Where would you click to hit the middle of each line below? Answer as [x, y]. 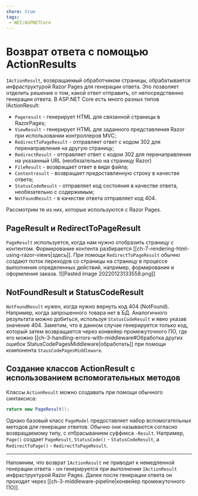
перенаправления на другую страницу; [64, 148]
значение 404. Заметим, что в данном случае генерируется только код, [97, 325]
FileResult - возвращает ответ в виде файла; [71, 167]
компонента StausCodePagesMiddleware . [55, 350]
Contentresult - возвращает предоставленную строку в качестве [97, 173]
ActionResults [41, 64]
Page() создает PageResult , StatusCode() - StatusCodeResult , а [83, 439]
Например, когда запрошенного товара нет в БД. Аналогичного [87, 312]
